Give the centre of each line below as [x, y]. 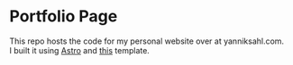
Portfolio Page [64, 16]
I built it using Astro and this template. [80, 50]
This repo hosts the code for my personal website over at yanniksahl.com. [147, 41]
